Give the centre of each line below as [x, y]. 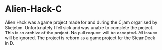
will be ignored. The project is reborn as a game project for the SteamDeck [80, 38]
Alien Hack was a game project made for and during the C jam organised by [81, 22]
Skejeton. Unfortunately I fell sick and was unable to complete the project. [79, 27]
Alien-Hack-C [33, 9]
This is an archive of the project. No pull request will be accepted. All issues [81, 33]
